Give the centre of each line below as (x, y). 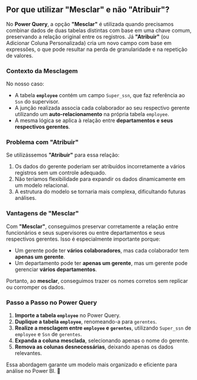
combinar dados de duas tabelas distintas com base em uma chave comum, (99, 30)
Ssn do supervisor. (37, 102)
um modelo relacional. (42, 186)
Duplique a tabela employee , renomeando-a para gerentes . (86, 322)
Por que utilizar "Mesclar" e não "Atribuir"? (88, 10)
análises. (25, 198)
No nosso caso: (25, 84)
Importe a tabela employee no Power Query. (68, 315)
